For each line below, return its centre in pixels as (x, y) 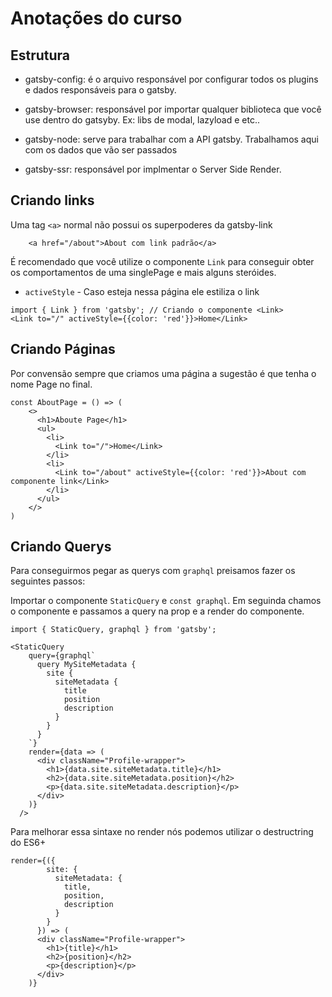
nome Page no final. (51, 384)
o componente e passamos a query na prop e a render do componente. (157, 611)
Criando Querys (61, 547)
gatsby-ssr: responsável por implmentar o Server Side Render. (153, 169)
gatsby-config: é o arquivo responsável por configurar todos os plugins (171, 79)
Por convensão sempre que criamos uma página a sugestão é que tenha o (163, 373)
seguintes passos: (48, 581)
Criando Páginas (63, 349)
